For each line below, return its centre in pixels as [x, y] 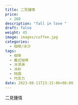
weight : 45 [16, 33]
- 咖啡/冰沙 [20, 46]
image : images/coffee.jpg [31, 37]
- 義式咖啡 [19, 60]
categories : [17, 42]
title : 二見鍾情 [20, 10]
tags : [11, 51]
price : [12, 14]
